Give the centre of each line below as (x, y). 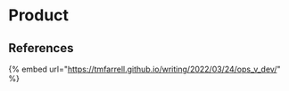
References (41, 48)
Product (38, 15)
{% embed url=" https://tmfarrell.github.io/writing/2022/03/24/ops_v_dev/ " (144, 69)
